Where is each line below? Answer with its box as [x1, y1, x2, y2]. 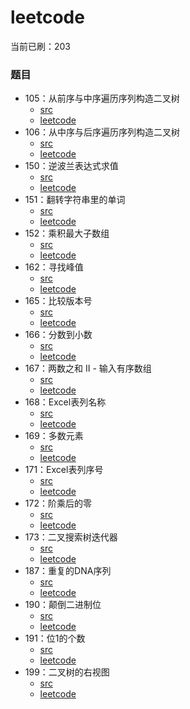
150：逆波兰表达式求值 [24, 160, 119, 172]
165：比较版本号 [24, 295, 93, 307]
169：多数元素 [24, 430, 84, 442]
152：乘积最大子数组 [24, 227, 110, 240]
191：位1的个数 [24, 632, 86, 645]
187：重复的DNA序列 [24, 565, 112, 577]
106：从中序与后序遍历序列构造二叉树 [24, 126, 181, 138]
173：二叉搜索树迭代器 [24, 531, 118, 543]
